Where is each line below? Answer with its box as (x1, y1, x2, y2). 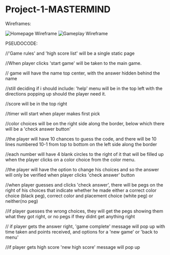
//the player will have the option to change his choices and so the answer (5, 166, 159, 172)
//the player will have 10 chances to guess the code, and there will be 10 (5, 135, 157, 142)
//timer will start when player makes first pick (5, 110, 101, 117)
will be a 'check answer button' (5, 126, 71, 132)
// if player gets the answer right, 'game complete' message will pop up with (5, 223, 165, 229)
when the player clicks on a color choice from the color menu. (5, 156, 136, 163)
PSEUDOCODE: (5, 40, 38, 47)
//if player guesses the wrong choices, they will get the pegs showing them (5, 208, 163, 214)
